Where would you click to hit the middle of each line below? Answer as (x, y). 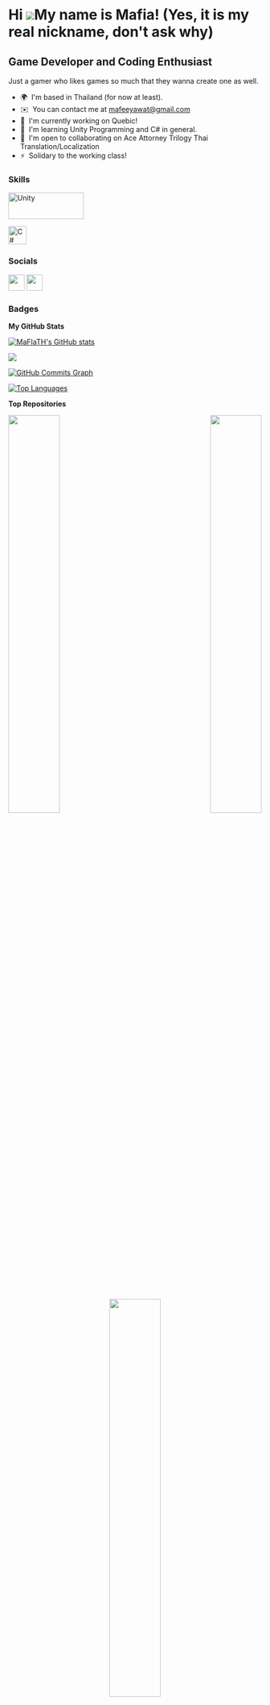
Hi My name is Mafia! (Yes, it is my (129, 15)
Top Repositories (37, 404)
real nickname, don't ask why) (111, 32)
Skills (19, 179)
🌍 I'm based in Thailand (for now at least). (91, 97)
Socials (23, 261)
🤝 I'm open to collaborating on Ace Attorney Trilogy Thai (114, 138)
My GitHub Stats (37, 326)
